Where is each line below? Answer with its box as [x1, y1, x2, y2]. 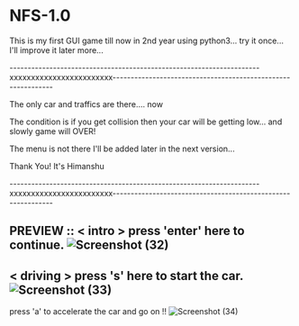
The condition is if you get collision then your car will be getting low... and [9, 116, 283, 127]
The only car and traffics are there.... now [9, 98, 164, 109]
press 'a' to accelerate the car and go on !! [9, 306, 168, 317]
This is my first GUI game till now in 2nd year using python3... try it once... [9, 35, 284, 46]
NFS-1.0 [9, 5, 71, 26]
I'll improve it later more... [9, 44, 104, 55]
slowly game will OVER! [9, 125, 96, 136]
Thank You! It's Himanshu [9, 160, 105, 171]
